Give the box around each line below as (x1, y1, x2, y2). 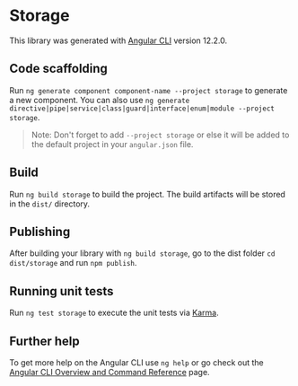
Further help (9, 333, 81, 348)
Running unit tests (9, 284, 114, 299)
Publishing (9, 224, 71, 239)
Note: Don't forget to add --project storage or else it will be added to (31, 129, 290, 140)
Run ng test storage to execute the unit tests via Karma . (9, 307, 219, 319)
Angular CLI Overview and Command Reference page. (9, 367, 210, 377)
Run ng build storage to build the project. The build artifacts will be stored (9, 189, 285, 199)
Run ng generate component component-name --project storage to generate (9, 84, 288, 95)
